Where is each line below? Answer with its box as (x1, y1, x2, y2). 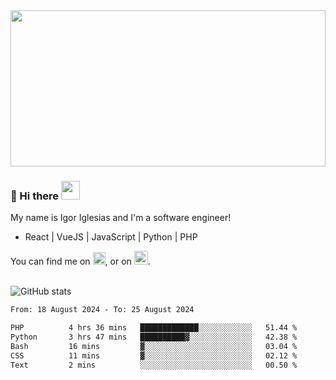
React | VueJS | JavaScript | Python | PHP (24, 231, 198, 243)
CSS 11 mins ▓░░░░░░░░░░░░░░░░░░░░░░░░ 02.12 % (10, 350, 298, 361)
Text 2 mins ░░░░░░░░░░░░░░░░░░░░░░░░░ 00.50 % (10, 360, 298, 370)
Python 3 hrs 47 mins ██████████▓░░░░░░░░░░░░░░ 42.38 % (10, 332, 298, 343)
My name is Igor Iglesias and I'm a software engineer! (10, 212, 232, 224)
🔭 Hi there (10, 189, 60, 203)
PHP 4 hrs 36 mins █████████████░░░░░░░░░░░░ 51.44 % (10, 323, 298, 333)
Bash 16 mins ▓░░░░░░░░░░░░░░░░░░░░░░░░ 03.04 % (10, 341, 298, 351)
